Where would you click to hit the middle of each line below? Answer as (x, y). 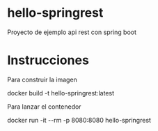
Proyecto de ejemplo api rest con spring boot (72, 32)
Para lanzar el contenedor (44, 107)
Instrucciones (48, 60)
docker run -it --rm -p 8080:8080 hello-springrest (79, 120)
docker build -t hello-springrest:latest (61, 93)
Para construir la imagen (42, 79)
